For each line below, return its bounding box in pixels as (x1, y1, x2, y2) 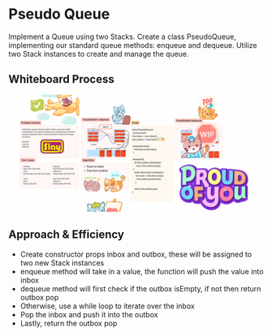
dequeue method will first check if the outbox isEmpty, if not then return (19, 283, 261, 293)
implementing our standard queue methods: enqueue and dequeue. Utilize (8, 40, 257, 50)
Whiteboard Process (8, 72, 115, 86)
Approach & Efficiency (8, 228, 124, 242)
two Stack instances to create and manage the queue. (8, 49, 189, 58)
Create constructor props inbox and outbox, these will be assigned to (19, 249, 253, 259)
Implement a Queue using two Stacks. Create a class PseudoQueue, (8, 32, 237, 41)
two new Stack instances (19, 257, 105, 268)
